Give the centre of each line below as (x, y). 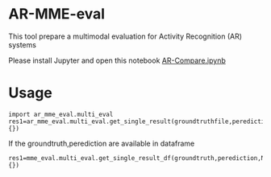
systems (22, 44)
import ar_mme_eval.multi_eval (61, 114)
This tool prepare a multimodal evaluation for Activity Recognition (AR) (125, 36)
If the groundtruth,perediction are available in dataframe (102, 143)
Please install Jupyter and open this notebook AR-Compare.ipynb (117, 60)
